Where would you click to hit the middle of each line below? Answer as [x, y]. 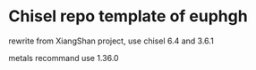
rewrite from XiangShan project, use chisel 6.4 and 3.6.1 [111, 41]
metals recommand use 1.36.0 [64, 58]
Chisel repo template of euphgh [128, 16]
